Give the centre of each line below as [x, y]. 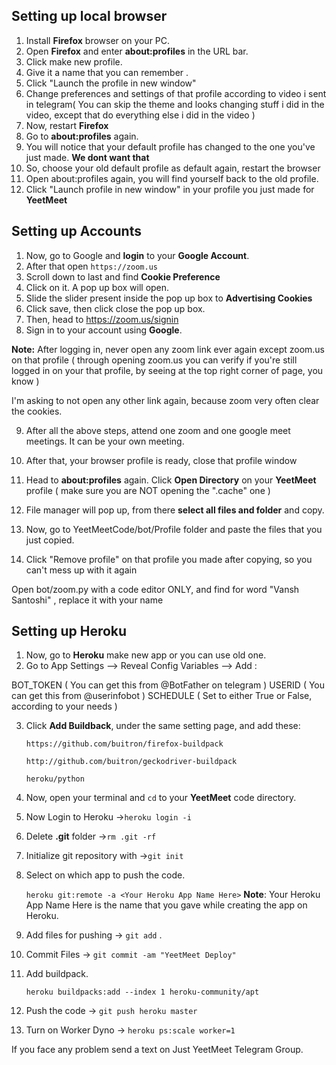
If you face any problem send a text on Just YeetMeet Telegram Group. [157, 1050]
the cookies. [37, 411]
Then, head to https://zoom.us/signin [102, 319]
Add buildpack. [57, 974]
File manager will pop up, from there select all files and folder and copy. [175, 510]
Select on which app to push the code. [105, 875]
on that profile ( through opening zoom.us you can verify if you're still [154, 360]
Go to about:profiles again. [82, 136]
